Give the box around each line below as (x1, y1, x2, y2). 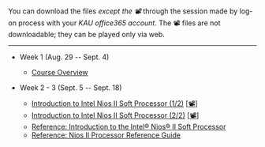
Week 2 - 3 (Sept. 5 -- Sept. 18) (19, 83, 122, 92)
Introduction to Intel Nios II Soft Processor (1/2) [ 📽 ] (31, 99, 199, 108)
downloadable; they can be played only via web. (8, 30, 166, 39)
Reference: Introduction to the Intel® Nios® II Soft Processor (31, 122, 226, 131)
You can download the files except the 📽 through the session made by (8, 6, 238, 16)
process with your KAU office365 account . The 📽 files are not (18, 18, 221, 28)
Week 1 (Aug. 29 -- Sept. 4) (19, 52, 110, 62)
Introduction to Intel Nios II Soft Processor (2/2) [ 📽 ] (31, 111, 200, 120)
